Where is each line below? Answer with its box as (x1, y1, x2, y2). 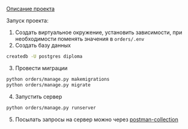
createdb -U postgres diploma (6, 54, 83, 60)
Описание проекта (6, 5, 55, 12)
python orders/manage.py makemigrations (6, 76, 110, 82)
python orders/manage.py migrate (6, 82, 91, 88)
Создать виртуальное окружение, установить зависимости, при (15, 29, 183, 36)
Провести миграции (15, 64, 68, 72)
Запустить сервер (15, 92, 62, 100)
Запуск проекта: (6, 17, 49, 24)
